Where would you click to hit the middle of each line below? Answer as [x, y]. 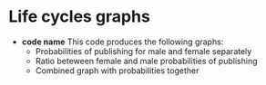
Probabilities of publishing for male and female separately [143, 51]
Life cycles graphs [80, 17]
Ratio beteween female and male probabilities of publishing [146, 61]
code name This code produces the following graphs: [123, 42]
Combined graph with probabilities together [117, 71]
